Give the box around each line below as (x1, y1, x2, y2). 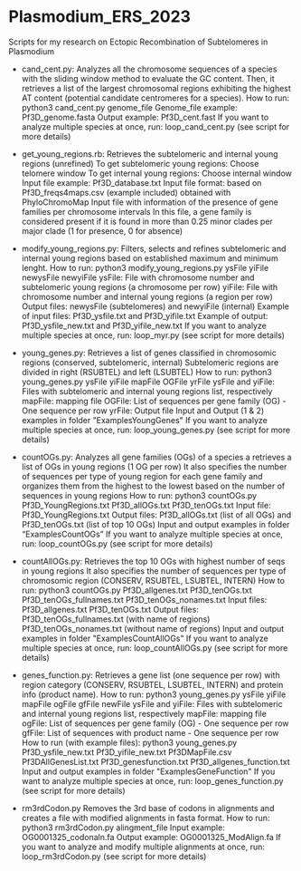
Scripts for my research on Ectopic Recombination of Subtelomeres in (8, 36, 268, 47)
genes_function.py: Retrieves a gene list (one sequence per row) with (21, 669, 281, 681)
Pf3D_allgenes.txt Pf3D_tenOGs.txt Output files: (21, 604, 200, 615)
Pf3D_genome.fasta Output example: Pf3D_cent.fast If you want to (21, 111, 269, 122)
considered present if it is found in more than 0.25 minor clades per (21, 216, 273, 227)
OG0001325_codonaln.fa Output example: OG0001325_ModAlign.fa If (21, 831, 281, 842)
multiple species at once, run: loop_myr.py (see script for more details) (21, 329, 286, 341)
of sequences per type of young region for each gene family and (21, 470, 263, 481)
